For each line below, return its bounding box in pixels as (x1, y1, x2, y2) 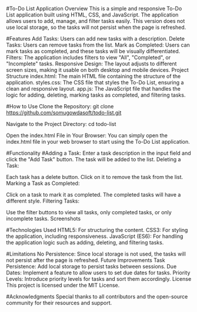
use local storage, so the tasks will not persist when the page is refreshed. (6, 24, 186, 31)
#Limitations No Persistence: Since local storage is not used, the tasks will (6, 250, 186, 257)
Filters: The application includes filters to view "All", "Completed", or (6, 54, 171, 61)
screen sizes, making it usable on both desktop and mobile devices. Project (6, 67, 189, 73)
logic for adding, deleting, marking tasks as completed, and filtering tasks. (6, 91, 186, 98)
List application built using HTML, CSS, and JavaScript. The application (6, 11, 179, 18)
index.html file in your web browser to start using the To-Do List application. (6, 138, 190, 145)
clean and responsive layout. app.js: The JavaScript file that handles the (6, 85, 181, 92)
